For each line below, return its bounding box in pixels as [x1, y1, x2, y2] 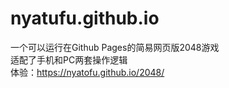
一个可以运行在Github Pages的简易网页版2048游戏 [10, 41, 220, 53]
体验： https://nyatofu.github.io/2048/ [10, 66, 165, 78]
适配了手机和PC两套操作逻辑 [10, 53, 128, 66]
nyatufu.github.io [10, 7, 160, 30]
